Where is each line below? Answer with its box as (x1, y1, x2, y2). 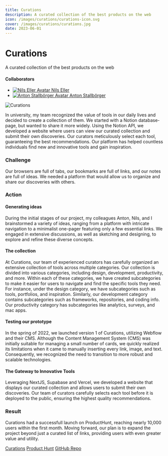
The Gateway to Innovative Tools (5, 368, 75, 374)
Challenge (5, 157, 31, 164)
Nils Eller (51, 87, 70, 93)
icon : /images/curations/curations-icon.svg (5, 17, 100, 22)
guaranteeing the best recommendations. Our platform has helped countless (5, 139, 163, 145)
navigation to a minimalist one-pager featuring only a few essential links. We (5, 225, 163, 232)
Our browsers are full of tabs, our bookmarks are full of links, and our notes (5, 168, 161, 174)
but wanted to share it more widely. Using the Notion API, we (18, 123, 144, 129)
